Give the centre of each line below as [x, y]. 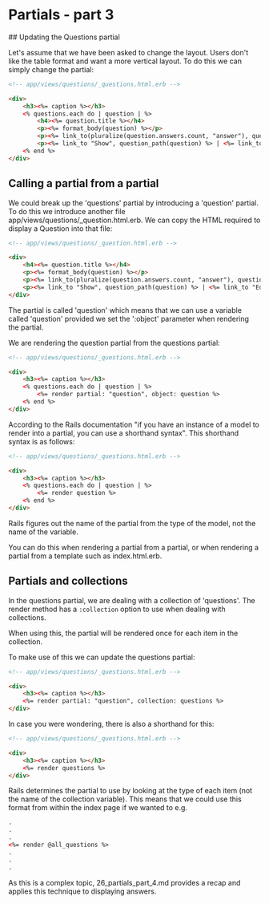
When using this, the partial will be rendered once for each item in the [123, 633]
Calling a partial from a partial [84, 183]
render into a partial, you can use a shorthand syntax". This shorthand [124, 433]
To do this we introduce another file [67, 211]
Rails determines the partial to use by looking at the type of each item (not [130, 791]
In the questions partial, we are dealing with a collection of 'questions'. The [132, 600]
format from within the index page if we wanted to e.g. [98, 808]
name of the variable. [43, 532]
